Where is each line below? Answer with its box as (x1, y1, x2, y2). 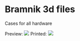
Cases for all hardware (5, 20, 52, 26)
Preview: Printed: (5, 30, 47, 36)
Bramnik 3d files (5, 4, 75, 15)
